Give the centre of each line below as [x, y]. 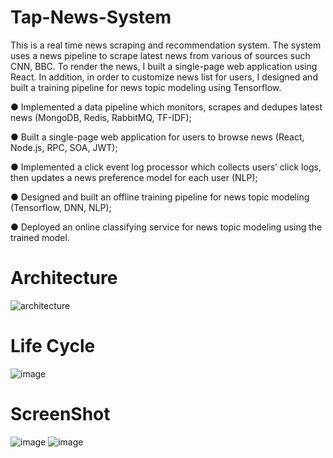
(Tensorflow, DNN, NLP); [61, 207]
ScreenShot [60, 414]
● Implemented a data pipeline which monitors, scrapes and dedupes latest [166, 107]
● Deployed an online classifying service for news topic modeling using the [166, 227]
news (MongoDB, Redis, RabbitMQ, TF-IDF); [101, 117]
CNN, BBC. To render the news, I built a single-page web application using [164, 66]
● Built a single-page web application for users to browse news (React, [157, 137]
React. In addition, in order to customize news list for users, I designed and [164, 77]
